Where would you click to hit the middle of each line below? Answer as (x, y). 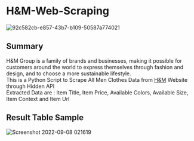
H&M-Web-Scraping (58, 11)
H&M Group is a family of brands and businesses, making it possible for (94, 60)
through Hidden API (30, 86)
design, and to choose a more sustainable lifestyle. (69, 73)
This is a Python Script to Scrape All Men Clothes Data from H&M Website (97, 79)
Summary (25, 46)
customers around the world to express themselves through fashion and (95, 67)
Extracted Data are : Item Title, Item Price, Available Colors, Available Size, (97, 92)
